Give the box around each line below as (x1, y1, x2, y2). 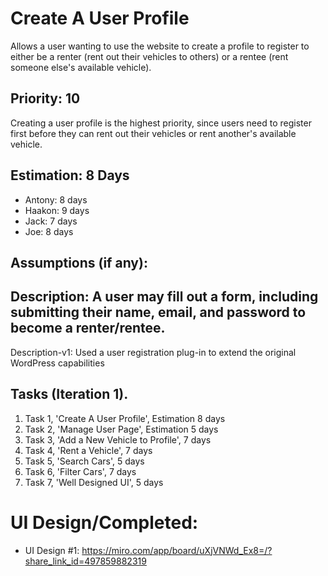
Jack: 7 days (24, 215, 78, 227)
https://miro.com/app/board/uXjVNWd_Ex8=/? (81, 544, 273, 556)
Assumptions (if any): (10, 254, 148, 271)
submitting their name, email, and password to (10, 304, 307, 321)
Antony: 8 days (24, 193, 88, 206)
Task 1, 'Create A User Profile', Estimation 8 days (24, 412, 226, 424)
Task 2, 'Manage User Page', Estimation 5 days (24, 423, 219, 435)
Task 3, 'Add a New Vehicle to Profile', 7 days (24, 433, 212, 446)
